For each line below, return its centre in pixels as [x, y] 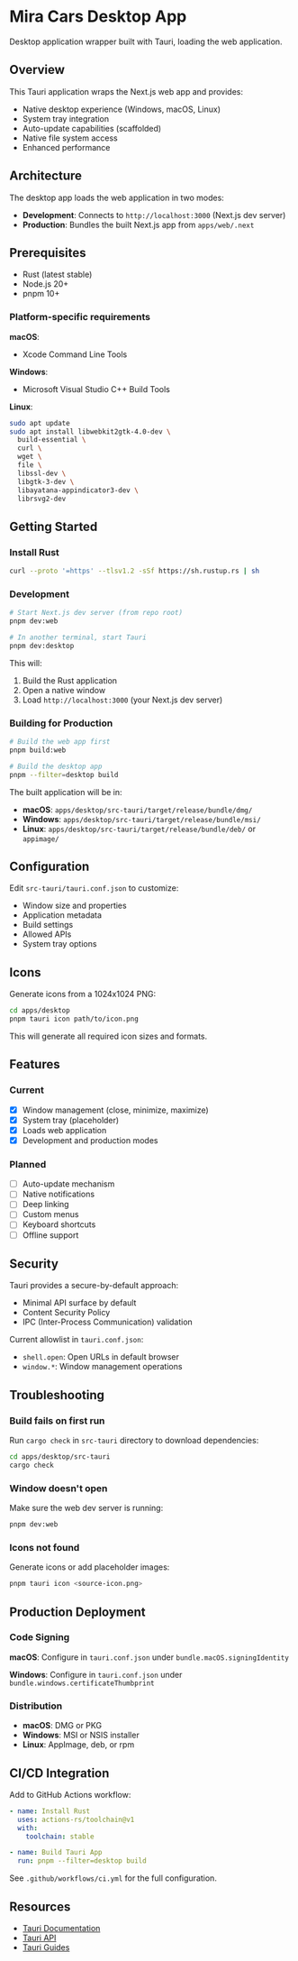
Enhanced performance [66, 147]
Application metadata [62, 915]
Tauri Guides [46, 1947]
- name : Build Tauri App [56, 1853]
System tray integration [66, 118]
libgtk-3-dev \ [46, 481]
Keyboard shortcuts [59, 1224]
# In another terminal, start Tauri [78, 637]
